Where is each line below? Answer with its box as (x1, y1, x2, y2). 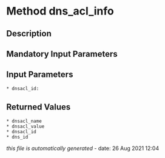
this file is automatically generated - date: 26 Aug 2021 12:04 (6, 144, 160, 152)
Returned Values (6, 102, 71, 113)
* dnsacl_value (6, 123, 45, 130)
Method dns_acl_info (6, 4, 114, 18)
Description (6, 28, 52, 39)
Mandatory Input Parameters (6, 48, 118, 59)
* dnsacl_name (6, 118, 42, 124)
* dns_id (6, 134, 29, 140)
